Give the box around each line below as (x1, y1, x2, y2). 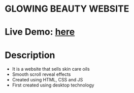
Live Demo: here (5, 26, 75, 38)
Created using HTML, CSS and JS (12, 77, 83, 83)
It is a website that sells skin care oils (12, 66, 90, 72)
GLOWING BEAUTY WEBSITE (5, 3, 129, 15)
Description (5, 49, 55, 61)
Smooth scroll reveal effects (12, 71, 71, 77)
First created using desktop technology (12, 82, 94, 88)
